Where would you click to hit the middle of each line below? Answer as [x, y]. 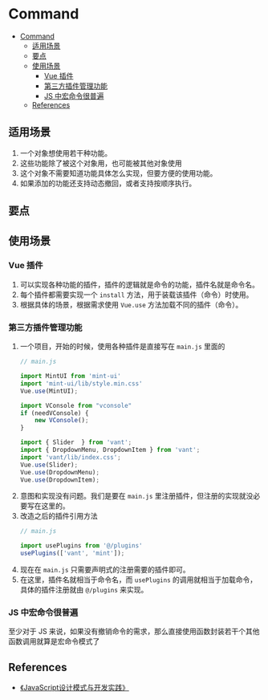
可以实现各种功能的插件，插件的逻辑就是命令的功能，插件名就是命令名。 [139, 284]
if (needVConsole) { [54, 413]
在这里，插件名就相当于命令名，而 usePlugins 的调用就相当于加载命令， [138, 580]
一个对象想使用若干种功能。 [66, 153]
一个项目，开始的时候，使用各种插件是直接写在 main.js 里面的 [122, 347]
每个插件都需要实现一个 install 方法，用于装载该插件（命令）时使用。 [136, 295]
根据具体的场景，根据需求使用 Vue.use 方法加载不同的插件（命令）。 [131, 304]
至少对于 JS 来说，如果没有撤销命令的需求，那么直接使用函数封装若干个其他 [134, 632]
